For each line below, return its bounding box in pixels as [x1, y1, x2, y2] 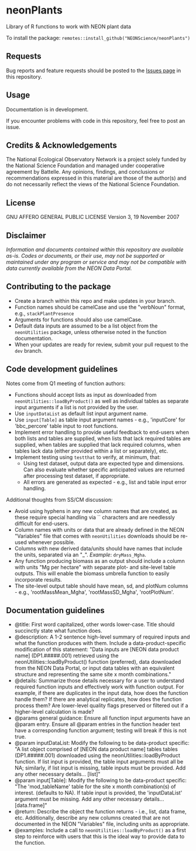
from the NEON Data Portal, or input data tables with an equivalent [14, 664, 175, 672]
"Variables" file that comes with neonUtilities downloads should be [14, 532, 180, 539]
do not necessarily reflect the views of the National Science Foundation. [6, 181, 180, 188]
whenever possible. [28, 538, 75, 546]
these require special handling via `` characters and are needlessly [14, 514, 176, 521]
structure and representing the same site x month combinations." [14, 671, 171, 678]
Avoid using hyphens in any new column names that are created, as [14, 507, 177, 514]
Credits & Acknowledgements [6, 140, 117, 150]
